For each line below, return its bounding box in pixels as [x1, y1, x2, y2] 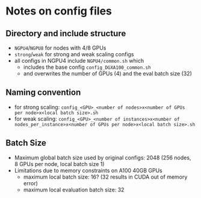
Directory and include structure [5, 28, 126, 39]
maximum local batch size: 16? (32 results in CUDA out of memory [23, 173, 188, 180]
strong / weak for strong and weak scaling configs [14, 51, 134, 58]
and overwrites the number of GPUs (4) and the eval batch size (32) [23, 70, 192, 77]
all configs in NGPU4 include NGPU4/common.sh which [14, 57, 144, 64]
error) [23, 179, 39, 187]
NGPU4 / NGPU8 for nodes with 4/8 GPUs [14, 44, 107, 51]
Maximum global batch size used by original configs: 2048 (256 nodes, [14, 154, 191, 161]
